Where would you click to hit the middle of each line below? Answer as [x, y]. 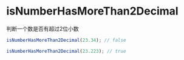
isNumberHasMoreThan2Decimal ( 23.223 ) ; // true [66, 51]
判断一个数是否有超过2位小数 [43, 28]
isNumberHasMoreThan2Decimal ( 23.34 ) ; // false [66, 40]
